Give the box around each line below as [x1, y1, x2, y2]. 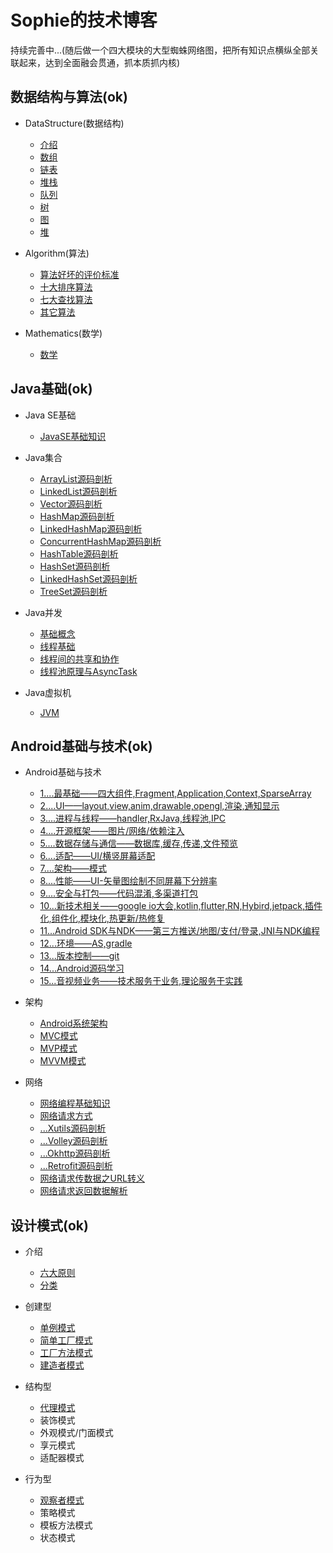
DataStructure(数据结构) [24, 117, 125, 129]
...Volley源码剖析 [39, 1135, 108, 1147]
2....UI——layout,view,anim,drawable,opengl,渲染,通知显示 [39, 800, 280, 812]
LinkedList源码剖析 [39, 485, 118, 497]
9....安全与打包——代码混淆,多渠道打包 [39, 887, 199, 900]
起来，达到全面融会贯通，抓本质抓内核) [18, 56, 181, 68]
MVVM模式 [39, 1055, 87, 1067]
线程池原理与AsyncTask [39, 665, 138, 677]
